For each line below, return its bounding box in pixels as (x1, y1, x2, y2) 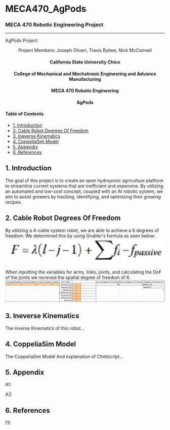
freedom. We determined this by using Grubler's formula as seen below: (5, 232, 156, 239)
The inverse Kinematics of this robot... (5, 325, 85, 331)
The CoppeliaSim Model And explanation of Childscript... (5, 353, 123, 359)
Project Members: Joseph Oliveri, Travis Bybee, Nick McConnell (18, 47, 152, 53)
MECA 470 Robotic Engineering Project (5, 21, 104, 28)
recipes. (5, 199, 22, 205)
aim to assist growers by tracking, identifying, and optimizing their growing (5, 194, 161, 200)
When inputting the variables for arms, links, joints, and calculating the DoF (5, 269, 162, 275)
